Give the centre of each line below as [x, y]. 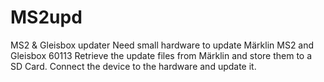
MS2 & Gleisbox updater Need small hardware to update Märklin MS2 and [162, 45]
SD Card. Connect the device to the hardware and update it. [133, 66]
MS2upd [46, 17]
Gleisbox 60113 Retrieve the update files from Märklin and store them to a [161, 55]
